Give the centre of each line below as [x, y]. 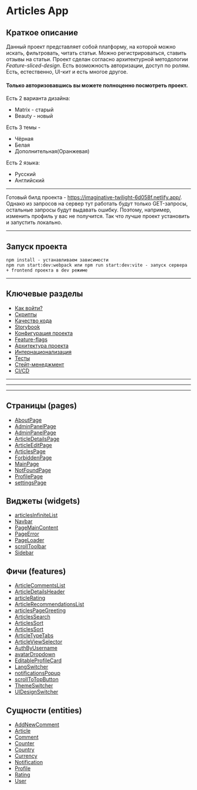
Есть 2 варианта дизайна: [38, 98]
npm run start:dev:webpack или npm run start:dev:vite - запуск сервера [97, 265]
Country [24, 750]
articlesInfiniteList [36, 515]
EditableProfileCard [38, 660]
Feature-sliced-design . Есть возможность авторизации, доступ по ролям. [98, 65]
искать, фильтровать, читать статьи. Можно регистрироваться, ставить [96, 53]
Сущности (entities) [44, 710]
